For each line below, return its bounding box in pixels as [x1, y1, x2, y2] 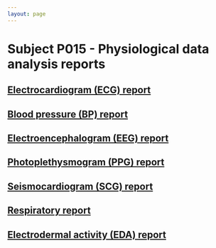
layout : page [7, 10, 46, 18]
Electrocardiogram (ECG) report [7, 84, 151, 96]
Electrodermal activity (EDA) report [7, 228, 167, 241]
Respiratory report [7, 205, 91, 217]
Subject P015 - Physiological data [7, 40, 210, 57]
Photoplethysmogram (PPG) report [7, 157, 165, 169]
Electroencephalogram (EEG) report [7, 132, 169, 144]
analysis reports [7, 56, 106, 72]
